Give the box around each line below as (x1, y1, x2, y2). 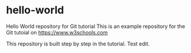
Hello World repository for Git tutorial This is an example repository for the (6, 23, 186, 30)
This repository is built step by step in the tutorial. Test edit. (6, 40, 150, 47)
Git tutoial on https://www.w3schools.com (6, 29, 108, 36)
